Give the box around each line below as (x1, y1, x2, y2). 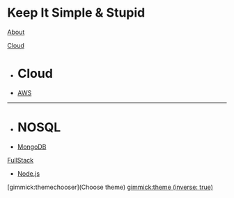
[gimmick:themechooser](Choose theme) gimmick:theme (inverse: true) (7, 183, 214, 191)
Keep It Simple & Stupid (7, 5, 146, 21)
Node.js (17, 169, 40, 178)
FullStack (7, 156, 34, 164)
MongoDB (17, 142, 47, 151)
